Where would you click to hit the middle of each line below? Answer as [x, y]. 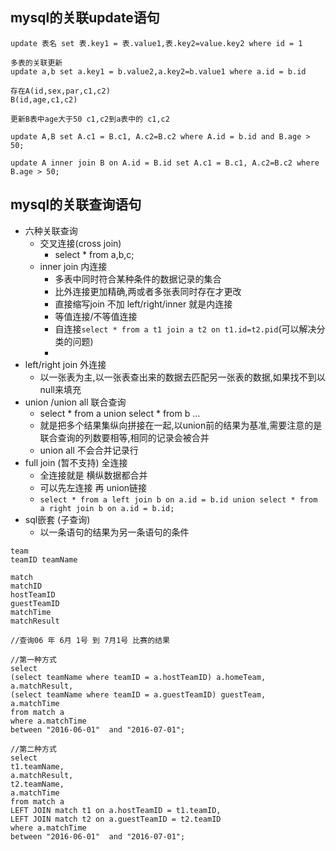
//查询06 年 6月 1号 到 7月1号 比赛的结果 [90, 640]
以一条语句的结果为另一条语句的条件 [114, 532]
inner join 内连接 [73, 266]
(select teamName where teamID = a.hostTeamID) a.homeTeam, [138, 677]
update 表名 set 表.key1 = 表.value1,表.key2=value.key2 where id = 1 [156, 43]
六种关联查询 [51, 230]
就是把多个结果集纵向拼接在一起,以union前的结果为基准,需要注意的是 [181, 425]
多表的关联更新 [36, 63]
